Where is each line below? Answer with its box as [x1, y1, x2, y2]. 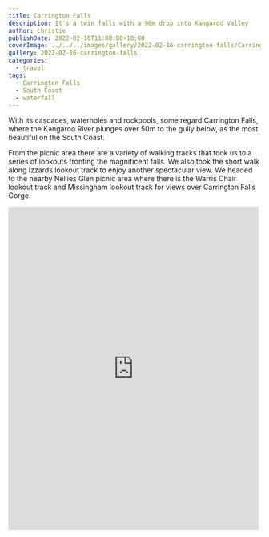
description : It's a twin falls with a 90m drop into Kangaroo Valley [8, 19, 249, 27]
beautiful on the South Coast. [8, 133, 106, 143]
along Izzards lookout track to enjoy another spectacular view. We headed [8, 165, 253, 175]
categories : [8, 57, 48, 65]
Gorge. [8, 191, 31, 200]
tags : [8, 71, 26, 79]
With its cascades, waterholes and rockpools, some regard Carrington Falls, [8, 115, 259, 125]
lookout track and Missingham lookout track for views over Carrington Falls [8, 182, 256, 192]
